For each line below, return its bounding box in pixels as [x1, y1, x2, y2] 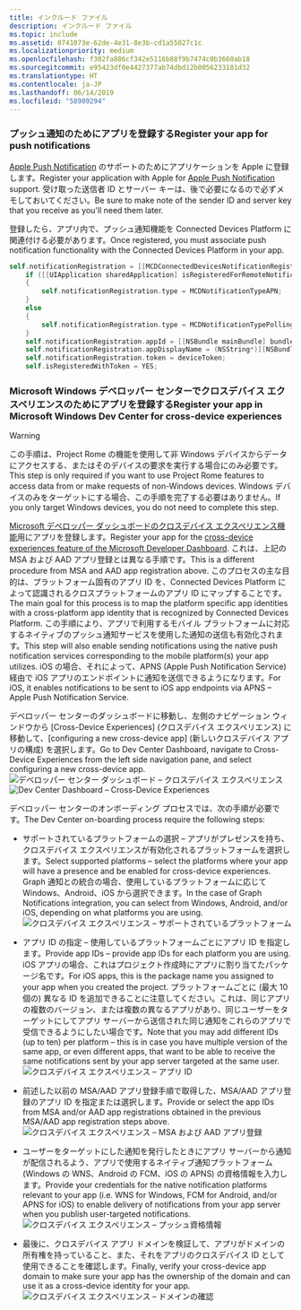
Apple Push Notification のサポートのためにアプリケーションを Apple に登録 [9, 160, 289, 171]
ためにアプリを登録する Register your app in [73, 398, 263, 411]
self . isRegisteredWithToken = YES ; [25, 362, 159, 371]
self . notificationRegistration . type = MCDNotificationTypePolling [41, 320, 295, 329]
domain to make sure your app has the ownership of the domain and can [21, 1271, 291, 1282]
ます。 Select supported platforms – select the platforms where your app [21, 855, 288, 866]
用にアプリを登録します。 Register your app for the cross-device [17, 532, 254, 542]
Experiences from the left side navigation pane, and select [37, 754, 253, 765]
